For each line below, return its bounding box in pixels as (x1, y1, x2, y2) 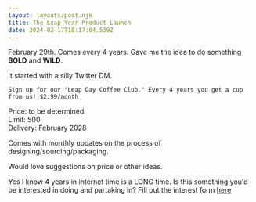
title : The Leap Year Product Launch (8, 19, 132, 27)
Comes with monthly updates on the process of (8, 139, 162, 148)
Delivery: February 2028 (8, 123, 87, 133)
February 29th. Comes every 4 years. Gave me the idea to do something (8, 48, 242, 57)
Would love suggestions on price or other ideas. (8, 162, 163, 171)
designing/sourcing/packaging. (8, 146, 110, 157)
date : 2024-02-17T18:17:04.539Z (8, 26, 114, 34)
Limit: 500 (8, 115, 41, 124)
